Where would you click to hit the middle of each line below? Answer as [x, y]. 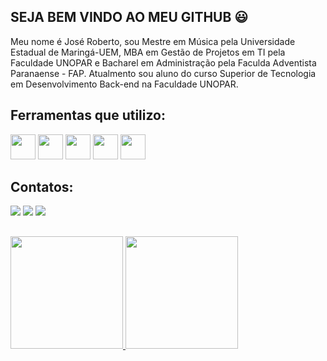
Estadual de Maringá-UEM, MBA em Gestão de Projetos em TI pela [148, 52]
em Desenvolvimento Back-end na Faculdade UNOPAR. [124, 84]
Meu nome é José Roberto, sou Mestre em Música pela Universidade [153, 41]
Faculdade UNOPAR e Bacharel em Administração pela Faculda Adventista [163, 62]
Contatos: [42, 187]
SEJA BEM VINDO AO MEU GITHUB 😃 [129, 17]
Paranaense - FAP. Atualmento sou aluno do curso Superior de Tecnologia [163, 73]
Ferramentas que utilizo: [88, 115]
